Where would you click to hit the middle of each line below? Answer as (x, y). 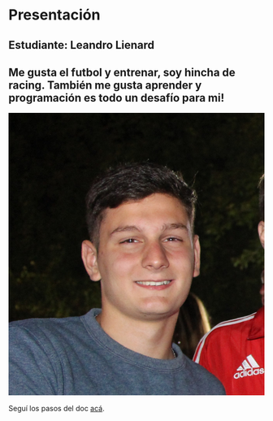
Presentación (54, 15)
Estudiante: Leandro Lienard (82, 45)
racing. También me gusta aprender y (105, 85)
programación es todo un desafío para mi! (117, 98)
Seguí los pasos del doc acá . (57, 408)
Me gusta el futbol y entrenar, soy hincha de (122, 72)
